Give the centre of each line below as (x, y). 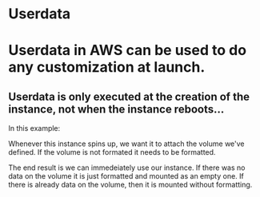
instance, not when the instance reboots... (116, 109)
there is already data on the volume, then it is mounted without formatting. (130, 185)
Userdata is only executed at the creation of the (129, 97)
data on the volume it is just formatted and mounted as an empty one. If (126, 176)
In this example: (34, 128)
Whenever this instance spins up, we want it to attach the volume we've (126, 144)
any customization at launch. (107, 67)
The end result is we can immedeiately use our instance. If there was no (127, 167)
